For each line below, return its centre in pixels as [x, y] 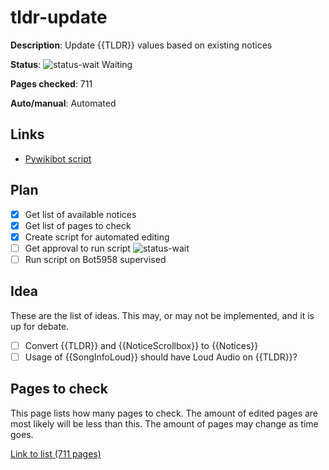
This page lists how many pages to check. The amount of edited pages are [164, 413]
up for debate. [40, 326]
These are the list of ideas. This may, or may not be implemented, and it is [162, 315]
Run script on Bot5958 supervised [95, 259]
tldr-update [59, 17]
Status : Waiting [71, 64]
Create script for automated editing [97, 237]
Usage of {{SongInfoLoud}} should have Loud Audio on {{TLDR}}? [161, 357]
